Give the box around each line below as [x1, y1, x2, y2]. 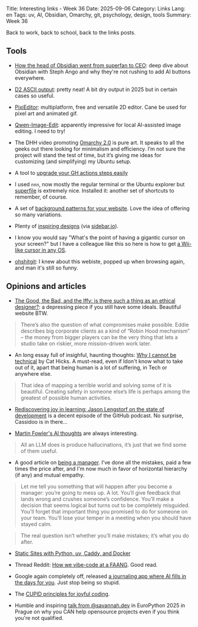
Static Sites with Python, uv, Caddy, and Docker [14, 550, 131, 557]
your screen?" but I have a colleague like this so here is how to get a [14, 240, 181, 247]
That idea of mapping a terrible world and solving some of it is [20, 381, 172, 389]
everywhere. [14, 74, 45, 82]
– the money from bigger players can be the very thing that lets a [20, 333, 178, 340]
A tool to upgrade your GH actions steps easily [14, 169, 128, 176]
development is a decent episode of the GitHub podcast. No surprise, [14, 412, 184, 419]
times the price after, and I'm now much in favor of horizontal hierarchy [14, 465, 187, 472]
